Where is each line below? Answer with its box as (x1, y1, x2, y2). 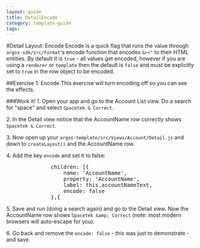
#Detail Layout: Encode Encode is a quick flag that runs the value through (6, 42, 189, 49)
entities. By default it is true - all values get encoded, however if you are (6, 55, 186, 62)
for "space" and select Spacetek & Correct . (6, 104, 114, 112)
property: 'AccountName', (63, 176, 140, 183)
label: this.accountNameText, (63, 182, 152, 189)
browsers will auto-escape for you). (6, 218, 95, 225)
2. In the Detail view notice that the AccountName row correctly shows (6, 116, 182, 123)
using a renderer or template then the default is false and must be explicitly (6, 62, 195, 69)
